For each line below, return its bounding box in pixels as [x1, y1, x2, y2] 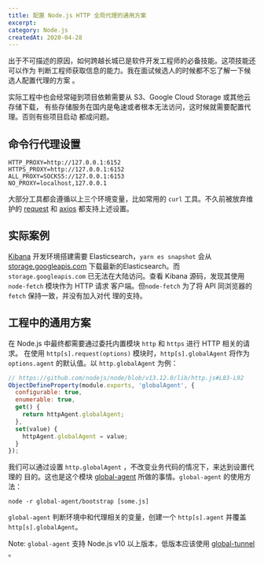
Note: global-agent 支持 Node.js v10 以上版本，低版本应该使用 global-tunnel [8, 539, 255, 548]
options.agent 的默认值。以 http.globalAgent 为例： [8, 358, 178, 367]
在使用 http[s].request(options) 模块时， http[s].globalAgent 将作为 [23, 348, 250, 358]
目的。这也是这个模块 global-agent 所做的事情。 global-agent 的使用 [23, 472, 244, 482]
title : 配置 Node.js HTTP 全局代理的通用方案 [8, 11, 147, 20]
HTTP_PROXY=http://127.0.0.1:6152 [8, 159, 122, 167]
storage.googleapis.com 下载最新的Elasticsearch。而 [8, 261, 181, 271]
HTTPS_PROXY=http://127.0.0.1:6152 [8, 166, 125, 174]
